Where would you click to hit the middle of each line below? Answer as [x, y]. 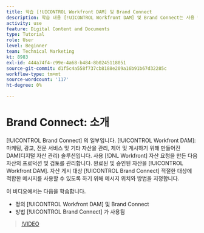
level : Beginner [27, 46]
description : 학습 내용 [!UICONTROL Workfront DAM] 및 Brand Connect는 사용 [100, 18]
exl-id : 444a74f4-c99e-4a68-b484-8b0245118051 [66, 62]
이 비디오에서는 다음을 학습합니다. [46, 191]
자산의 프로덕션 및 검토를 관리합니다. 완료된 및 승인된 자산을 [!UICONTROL [95, 163]
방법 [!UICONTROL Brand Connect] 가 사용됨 [70, 211]
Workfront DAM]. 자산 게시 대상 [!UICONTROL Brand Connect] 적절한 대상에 [99, 171]
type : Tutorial [25, 35]
